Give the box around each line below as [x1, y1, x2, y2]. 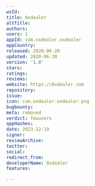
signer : [6, 132, 26, 138]
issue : [6, 93, 23, 99]
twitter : [6, 143, 28, 149]
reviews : [6, 76, 28, 82]
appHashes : [6, 121, 33, 127]
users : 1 [6, 31, 28, 37]
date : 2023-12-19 [6, 126, 50, 132]
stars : [6, 64, 23, 71]
